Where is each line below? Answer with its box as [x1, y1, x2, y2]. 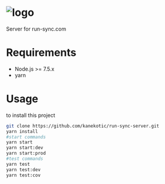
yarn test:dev [6, 166, 41, 173]
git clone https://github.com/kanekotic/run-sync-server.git [6, 123, 160, 129]
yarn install [6, 128, 38, 135]
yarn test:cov [6, 172, 41, 178]
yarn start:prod [6, 150, 46, 156]
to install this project [6, 112, 55, 119]
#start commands [6, 134, 46, 140]
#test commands [6, 156, 44, 162]
